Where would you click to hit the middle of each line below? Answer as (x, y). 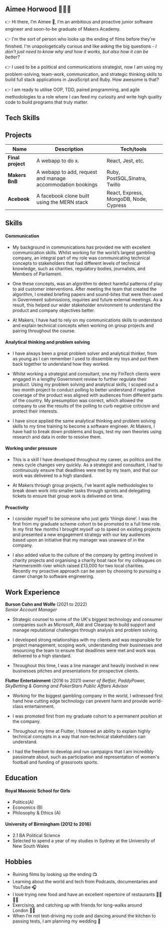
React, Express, (125, 193)
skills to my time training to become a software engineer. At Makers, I (83, 426)
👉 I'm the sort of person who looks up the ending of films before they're (80, 39)
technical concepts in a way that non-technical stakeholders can (79, 737)
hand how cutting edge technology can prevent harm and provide (80, 701)
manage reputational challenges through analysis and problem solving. (85, 630)
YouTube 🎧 (24, 887)
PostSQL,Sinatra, (126, 178)
